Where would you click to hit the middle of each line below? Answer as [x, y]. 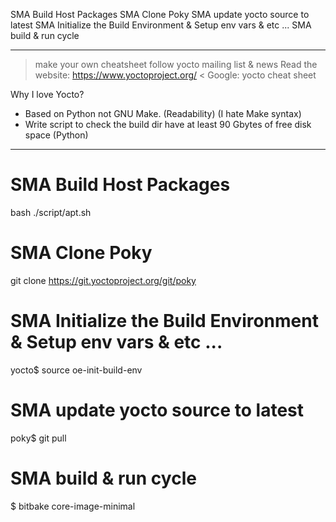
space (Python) [56, 135]
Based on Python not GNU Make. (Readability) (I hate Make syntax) [163, 113]
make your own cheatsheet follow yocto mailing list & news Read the [176, 64]
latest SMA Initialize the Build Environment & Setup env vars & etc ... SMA [161, 25]
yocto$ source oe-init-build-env [76, 370]
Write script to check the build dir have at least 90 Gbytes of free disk [168, 124]
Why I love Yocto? [47, 94]
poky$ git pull [38, 438]
